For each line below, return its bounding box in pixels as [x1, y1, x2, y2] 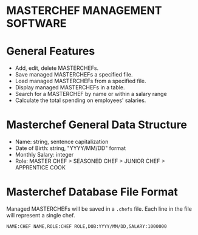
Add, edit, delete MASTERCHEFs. [15, 64, 99, 72]
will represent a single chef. [6, 212, 75, 219]
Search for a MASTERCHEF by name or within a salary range [15, 90, 167, 98]
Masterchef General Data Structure [6, 118, 187, 132]
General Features [6, 44, 95, 58]
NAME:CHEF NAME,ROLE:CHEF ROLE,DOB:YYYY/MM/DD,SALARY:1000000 [6, 223, 167, 230]
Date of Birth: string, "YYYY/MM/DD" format [15, 145, 126, 152]
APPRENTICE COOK [15, 164, 66, 171]
